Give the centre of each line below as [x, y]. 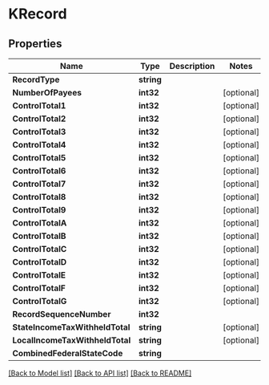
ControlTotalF [39, 288]
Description [192, 66]
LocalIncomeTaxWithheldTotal [72, 340]
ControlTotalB [39, 236]
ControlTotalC [40, 249]
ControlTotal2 [39, 119]
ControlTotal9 [39, 210]
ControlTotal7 [39, 184]
